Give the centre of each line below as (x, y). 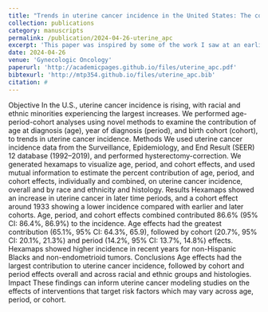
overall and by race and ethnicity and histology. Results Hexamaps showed (131, 189)
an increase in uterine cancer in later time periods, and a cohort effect (123, 198)
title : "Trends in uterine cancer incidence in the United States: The (130, 16)
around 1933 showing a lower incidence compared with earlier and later (126, 206)
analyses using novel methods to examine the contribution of (156, 122)
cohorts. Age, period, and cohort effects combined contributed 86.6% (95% (133, 215)
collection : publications (51, 23)
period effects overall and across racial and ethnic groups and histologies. (130, 274)
